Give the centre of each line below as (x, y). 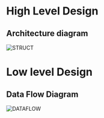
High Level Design (52, 11)
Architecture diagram (47, 33)
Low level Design (50, 72)
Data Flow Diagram (42, 94)
